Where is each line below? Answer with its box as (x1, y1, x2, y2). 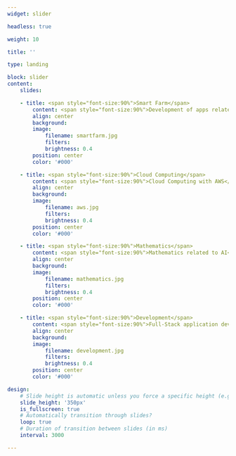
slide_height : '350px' (20, 399, 86, 406)
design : (7, 386, 30, 393)
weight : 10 (7, 36, 39, 43)
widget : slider (7, 10, 52, 18)
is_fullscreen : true (20, 405, 80, 412)
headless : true (7, 23, 52, 30)
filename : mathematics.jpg (44, 275, 124, 282)
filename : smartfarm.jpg (44, 132, 118, 139)
